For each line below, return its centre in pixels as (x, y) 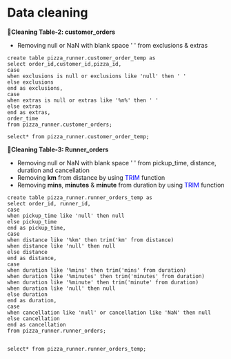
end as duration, (32, 300)
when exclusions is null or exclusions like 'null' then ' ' (97, 76)
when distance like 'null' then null (61, 246)
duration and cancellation (53, 170)
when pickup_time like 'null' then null (66, 216)
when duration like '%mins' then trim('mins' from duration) (97, 270)
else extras (24, 106)
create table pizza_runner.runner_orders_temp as (80, 197)
